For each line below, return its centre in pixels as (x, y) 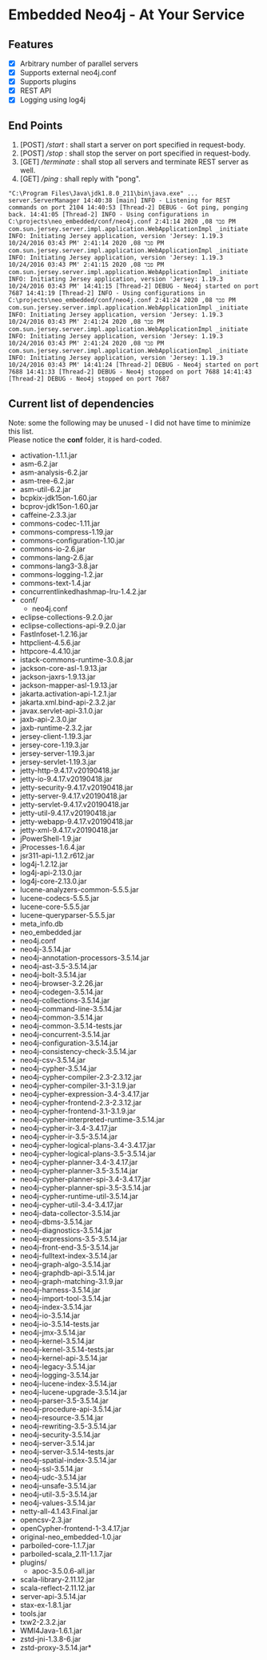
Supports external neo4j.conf (68, 73)
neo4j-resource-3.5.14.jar (62, 1417)
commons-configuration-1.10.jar (72, 540)
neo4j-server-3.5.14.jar (58, 1443)
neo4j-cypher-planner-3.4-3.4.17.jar (79, 1162)
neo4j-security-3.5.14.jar (60, 1434)
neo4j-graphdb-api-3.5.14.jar (68, 1273)
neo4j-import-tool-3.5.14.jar (66, 1298)
